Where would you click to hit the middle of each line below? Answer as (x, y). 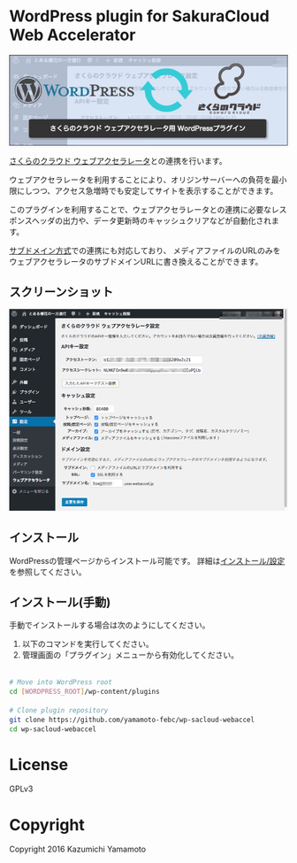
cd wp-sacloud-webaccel (53, 729)
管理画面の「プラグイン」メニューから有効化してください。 (130, 655)
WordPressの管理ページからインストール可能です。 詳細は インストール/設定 (147, 560)
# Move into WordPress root (61, 682)
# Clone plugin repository (59, 710)
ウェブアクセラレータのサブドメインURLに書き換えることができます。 (136, 261)
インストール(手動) (60, 602)
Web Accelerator (72, 35)
